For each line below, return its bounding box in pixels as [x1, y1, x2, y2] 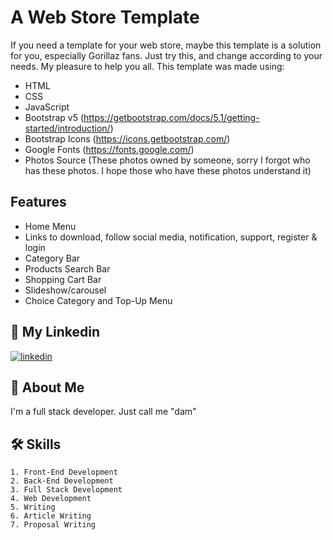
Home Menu [24, 220, 77, 232]
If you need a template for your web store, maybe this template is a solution [10, 39, 322, 51]
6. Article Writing [10, 511, 92, 521]
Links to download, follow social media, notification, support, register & [24, 231, 318, 243]
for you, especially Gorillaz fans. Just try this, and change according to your [10, 49, 323, 61]
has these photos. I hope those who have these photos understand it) [24, 164, 312, 176]
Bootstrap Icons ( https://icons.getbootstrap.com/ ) [24, 132, 231, 145]
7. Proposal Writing [10, 520, 97, 530]
